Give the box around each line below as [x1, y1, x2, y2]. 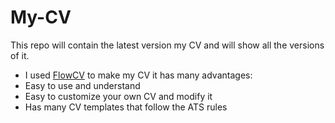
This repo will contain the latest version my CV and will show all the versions [10, 39, 325, 51]
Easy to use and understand [24, 79, 141, 91]
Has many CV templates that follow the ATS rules [24, 101, 228, 113]
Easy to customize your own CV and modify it [24, 90, 213, 102]
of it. [10, 49, 30, 61]
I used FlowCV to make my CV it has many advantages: [24, 69, 253, 81]
